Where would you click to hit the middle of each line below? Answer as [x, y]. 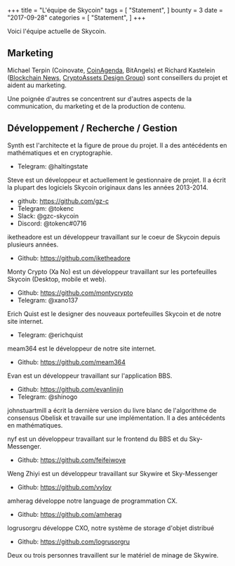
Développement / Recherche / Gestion [92, 128]
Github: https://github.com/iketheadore [74, 258]
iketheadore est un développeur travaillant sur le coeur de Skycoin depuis [114, 237]
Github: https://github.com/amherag [69, 514]
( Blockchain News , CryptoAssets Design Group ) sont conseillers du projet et [117, 77]
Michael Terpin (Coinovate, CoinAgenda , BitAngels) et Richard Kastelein [111, 70]
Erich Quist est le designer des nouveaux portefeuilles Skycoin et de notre [114, 314]
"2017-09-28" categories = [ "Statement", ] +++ [76, 18]
